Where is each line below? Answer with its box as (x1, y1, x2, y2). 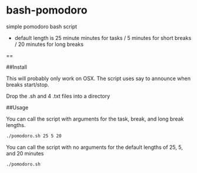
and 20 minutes (6, 149, 44, 157)
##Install (6, 63, 28, 71)
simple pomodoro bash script (6, 23, 78, 30)
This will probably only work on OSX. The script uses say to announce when (6, 75, 191, 82)
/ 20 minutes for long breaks (14, 41, 84, 48)
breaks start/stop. (6, 81, 49, 88)
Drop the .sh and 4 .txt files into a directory (6, 92, 111, 99)
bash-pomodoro (6, 4, 88, 17)
